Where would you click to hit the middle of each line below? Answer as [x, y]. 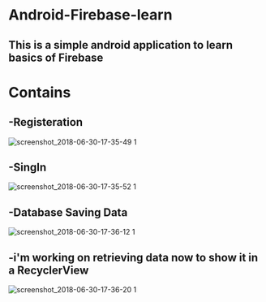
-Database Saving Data [68, 212]
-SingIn [28, 167]
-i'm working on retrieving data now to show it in [133, 257]
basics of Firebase [56, 57]
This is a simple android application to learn [121, 45]
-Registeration [46, 122]
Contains [40, 92]
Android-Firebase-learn [90, 15]
